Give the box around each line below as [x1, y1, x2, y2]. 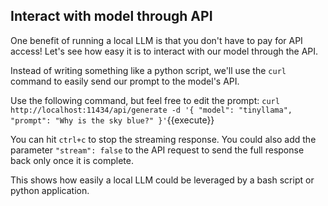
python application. [10, 184, 90, 196]
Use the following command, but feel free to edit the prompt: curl [10, 94, 280, 106]
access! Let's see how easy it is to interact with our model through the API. [10, 45, 319, 57]
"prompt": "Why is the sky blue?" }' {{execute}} [10, 114, 215, 126]
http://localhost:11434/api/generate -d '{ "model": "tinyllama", [10, 105, 293, 115]
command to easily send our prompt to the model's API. [10, 75, 240, 87]
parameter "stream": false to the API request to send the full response [10, 144, 305, 156]
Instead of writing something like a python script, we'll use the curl [10, 64, 287, 76]
